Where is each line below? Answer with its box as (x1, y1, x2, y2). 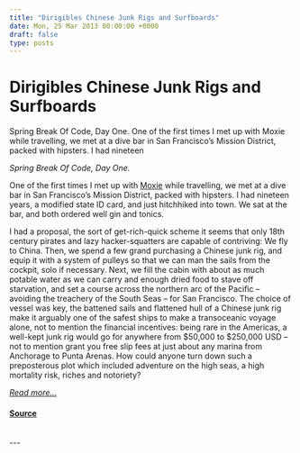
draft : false (9, 30, 59, 39)
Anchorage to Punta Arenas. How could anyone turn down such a (9, 350, 252, 361)
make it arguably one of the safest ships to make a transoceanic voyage (9, 313, 277, 323)
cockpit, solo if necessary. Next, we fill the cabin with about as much (9, 265, 265, 276)
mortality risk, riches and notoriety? (9, 370, 141, 381)
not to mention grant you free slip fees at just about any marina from (9, 341, 263, 352)
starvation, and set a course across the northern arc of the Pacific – (9, 284, 260, 294)
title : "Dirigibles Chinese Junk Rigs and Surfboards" (9, 13, 220, 23)
